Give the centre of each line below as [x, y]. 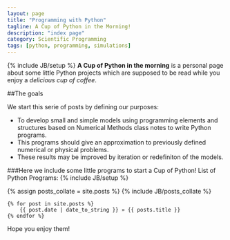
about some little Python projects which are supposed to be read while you [114, 73]
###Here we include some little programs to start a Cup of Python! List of [112, 170]
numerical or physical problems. [63, 150]
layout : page [26, 13]
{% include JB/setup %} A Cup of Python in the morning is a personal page [115, 65]
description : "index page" [46, 33]
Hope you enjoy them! [39, 229]
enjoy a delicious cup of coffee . [52, 80]
